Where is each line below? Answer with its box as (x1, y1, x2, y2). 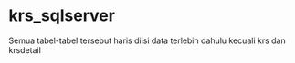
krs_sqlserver (8, 5, 116, 26)
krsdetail (8, 44, 42, 55)
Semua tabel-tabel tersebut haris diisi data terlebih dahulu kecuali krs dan (8, 35, 286, 46)
